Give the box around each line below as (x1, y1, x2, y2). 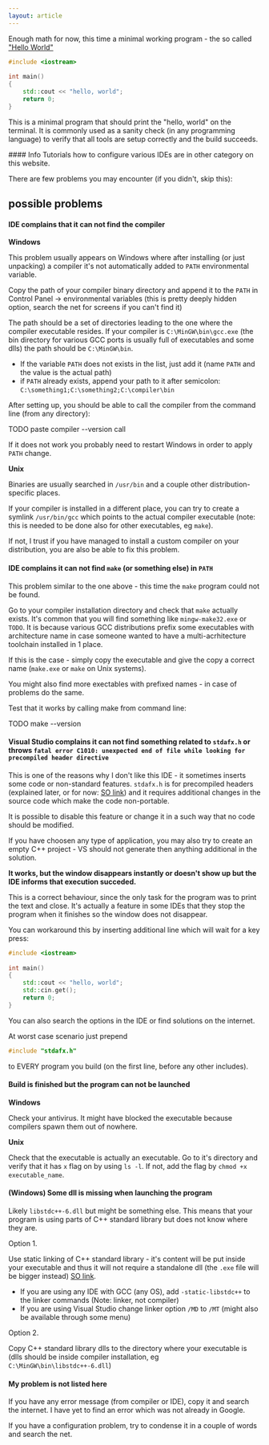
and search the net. (8, 1430, 73, 1439)
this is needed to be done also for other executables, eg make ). (8, 521, 214, 531)
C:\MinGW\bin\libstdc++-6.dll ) (8, 1361, 112, 1370)
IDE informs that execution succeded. (8, 877, 137, 886)
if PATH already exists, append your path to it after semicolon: (19, 377, 221, 386)
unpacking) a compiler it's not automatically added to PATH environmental (8, 262, 250, 271)
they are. (8, 1223, 38, 1233)
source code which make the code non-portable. (8, 796, 170, 805)
